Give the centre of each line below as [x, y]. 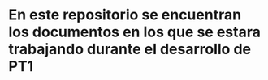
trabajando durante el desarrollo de [130, 49]
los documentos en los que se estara [135, 32]
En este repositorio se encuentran [125, 15]
